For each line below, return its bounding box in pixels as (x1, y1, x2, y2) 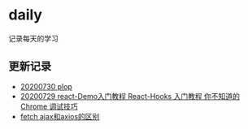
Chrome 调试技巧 (20, 101, 79, 111)
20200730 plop (20, 81, 73, 91)
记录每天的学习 (8, 33, 59, 43)
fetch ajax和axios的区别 (20, 111, 100, 121)
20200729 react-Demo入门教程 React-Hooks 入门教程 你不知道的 (20, 91, 240, 101)
